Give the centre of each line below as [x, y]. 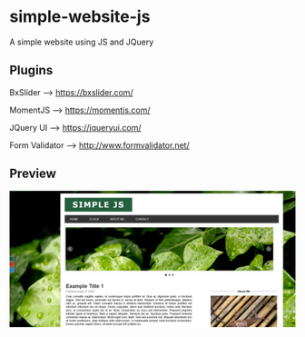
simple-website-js [80, 17]
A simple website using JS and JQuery [82, 42]
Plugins [31, 70]
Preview [33, 174]
